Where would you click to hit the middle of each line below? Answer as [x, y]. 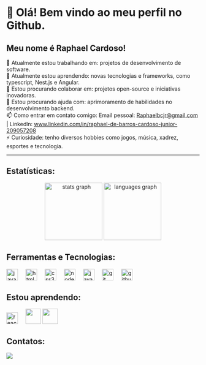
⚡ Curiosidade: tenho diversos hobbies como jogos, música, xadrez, [93, 137]
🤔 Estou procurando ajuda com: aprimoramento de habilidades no [90, 102]
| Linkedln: [19, 124]
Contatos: [26, 341]
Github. [26, 25]
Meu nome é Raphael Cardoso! [66, 48]
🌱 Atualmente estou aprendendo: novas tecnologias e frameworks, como [98, 76]
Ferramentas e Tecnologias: [61, 258]
